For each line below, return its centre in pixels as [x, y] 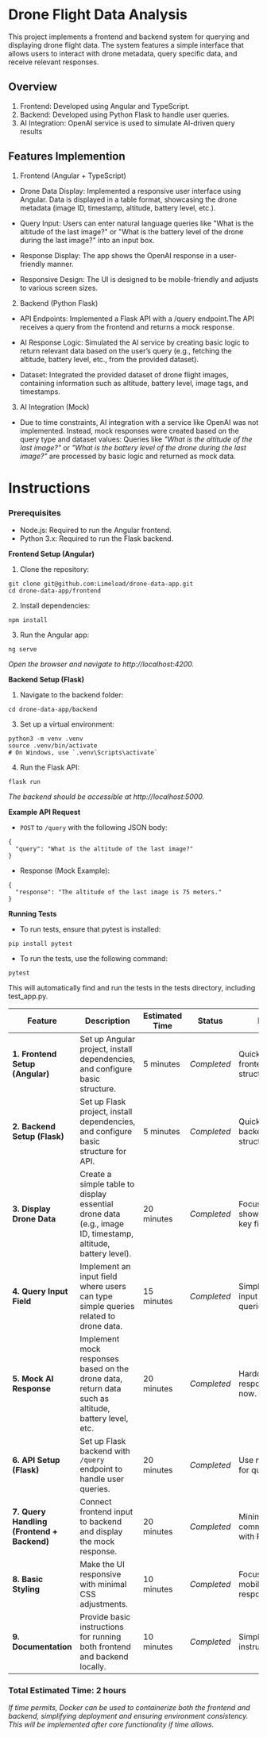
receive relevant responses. [54, 62]
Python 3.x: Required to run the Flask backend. [97, 538]
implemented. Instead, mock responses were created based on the [130, 430]
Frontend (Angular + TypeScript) [73, 176]
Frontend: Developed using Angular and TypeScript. [105, 106]
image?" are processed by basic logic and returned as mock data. [128, 456]
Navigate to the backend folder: [72, 695]
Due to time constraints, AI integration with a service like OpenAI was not [139, 422]
